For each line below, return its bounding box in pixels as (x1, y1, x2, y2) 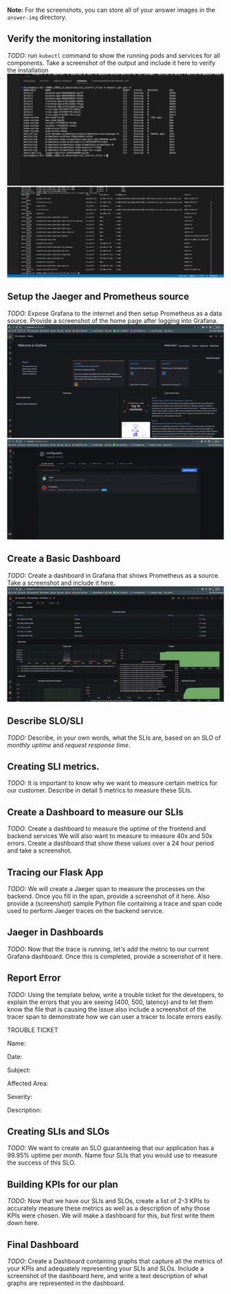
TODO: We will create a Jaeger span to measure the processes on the (7, 884, 205, 893)
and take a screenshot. (7, 846, 72, 855)
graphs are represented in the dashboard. (7, 1279, 126, 1287)
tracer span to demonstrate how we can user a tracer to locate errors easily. (7, 1012, 223, 1021)
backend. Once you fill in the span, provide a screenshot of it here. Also (7, 892, 210, 900)
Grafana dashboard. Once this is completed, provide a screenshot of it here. (7, 952, 223, 960)
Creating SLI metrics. (7, 760, 100, 772)
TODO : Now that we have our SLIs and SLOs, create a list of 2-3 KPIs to (7, 1197, 210, 1205)
